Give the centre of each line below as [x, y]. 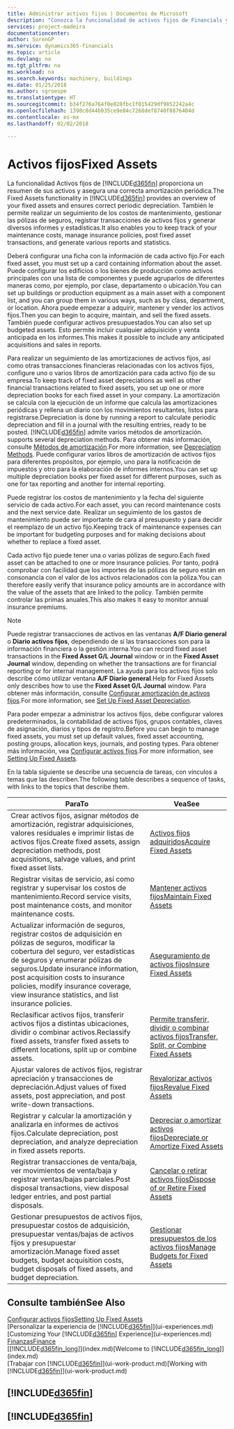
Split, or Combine [178, 1045]
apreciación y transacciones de [62, 1078]
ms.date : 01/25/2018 [37, 85]
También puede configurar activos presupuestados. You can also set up [110, 323]
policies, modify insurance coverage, [71, 986]
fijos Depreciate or [179, 1137]
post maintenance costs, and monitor [71, 906]
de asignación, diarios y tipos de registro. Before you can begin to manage [113, 729]
